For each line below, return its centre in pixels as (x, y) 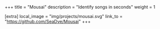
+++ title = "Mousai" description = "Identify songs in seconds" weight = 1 (80, 7)
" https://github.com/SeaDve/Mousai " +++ (48, 22)
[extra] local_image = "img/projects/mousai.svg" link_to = (64, 16)
